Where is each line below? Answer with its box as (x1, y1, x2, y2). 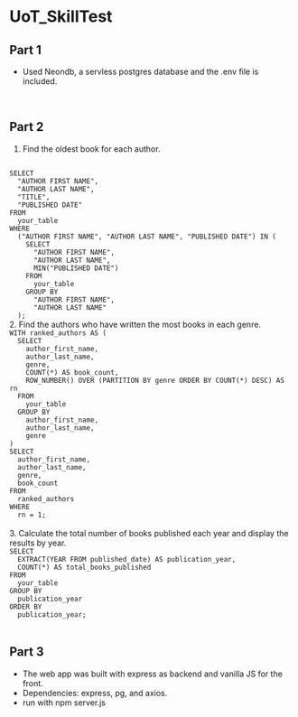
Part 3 (9, 644, 44, 660)
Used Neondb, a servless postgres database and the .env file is (22, 66, 259, 77)
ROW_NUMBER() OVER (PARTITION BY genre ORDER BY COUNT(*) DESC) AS (25, 376, 284, 385)
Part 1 (9, 42, 42, 58)
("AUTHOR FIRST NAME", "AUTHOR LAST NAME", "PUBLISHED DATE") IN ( (17, 232, 277, 241)
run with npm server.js (22, 697, 107, 708)
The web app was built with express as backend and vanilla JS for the (22, 668, 283, 679)
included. (22, 76, 58, 87)
